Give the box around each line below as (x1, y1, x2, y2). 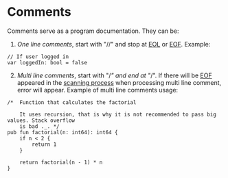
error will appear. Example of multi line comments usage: (16, 86, 179, 94)
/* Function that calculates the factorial (7, 99, 137, 106)
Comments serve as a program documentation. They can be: (7, 27, 180, 35)
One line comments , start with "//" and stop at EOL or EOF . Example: (16, 40, 211, 48)
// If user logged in (7, 53, 69, 60)
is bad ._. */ (19, 123, 60, 130)
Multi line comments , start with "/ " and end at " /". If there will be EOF (16, 71, 212, 79)
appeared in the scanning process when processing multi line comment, (16, 78, 222, 86)
